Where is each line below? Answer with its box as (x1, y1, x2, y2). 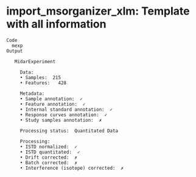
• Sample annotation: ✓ (19, 95, 83, 102)
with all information (6, 17, 107, 31)
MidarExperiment (14, 58, 56, 64)
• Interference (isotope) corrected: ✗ (19, 165, 124, 171)
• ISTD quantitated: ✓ (19, 149, 80, 155)
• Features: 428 (19, 80, 67, 86)
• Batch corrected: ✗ (19, 159, 78, 165)
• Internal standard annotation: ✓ (19, 106, 113, 113)
